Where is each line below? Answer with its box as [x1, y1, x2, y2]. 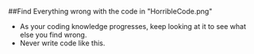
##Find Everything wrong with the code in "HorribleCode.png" [8, 7, 213, 16]
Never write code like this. [19, 38, 106, 48]
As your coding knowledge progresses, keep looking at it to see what [19, 22, 247, 31]
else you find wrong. [19, 31, 87, 39]
